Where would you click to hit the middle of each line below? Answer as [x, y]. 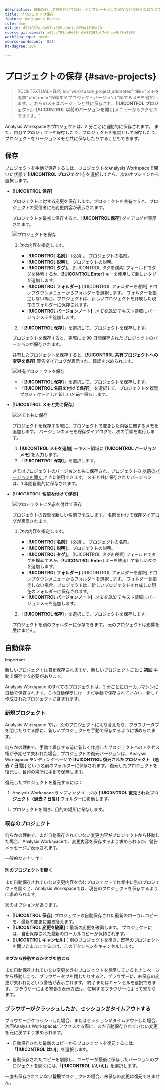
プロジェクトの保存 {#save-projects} [81, 76]
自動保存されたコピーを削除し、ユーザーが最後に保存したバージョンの [83, 1060]
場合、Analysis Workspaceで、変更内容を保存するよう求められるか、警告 [83, 841]
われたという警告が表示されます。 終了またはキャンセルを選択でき [85, 983]
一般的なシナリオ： [25, 858]
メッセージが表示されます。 [33, 847]
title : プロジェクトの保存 [29, 14]
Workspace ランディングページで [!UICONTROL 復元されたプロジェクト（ [80, 760]
